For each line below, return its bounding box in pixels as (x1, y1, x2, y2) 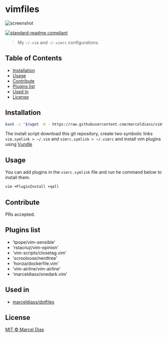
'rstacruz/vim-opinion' (12, 244, 59, 250)
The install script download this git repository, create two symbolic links (5, 131, 153, 137)
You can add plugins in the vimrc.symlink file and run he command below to (5, 169, 162, 175)
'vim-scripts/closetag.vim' (12, 249, 66, 256)
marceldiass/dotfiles (12, 299, 54, 305)
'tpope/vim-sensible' (12, 239, 56, 245)
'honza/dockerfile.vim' (12, 260, 59, 266)
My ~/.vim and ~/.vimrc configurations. (17, 39, 99, 46)
